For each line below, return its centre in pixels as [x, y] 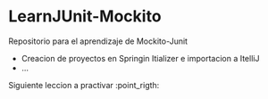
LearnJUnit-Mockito [85, 16]
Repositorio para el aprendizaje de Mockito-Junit [98, 41]
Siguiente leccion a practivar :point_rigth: [84, 85]
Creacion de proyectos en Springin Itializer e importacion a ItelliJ [140, 58]
